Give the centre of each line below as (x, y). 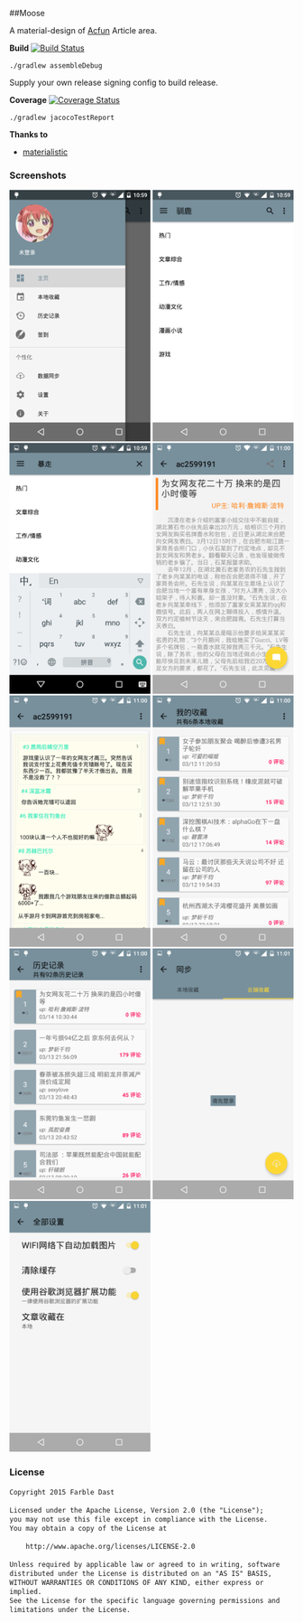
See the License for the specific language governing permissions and (145, 1600)
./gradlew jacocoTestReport (62, 117)
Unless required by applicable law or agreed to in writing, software (145, 1564)
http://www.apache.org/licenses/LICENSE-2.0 (110, 1546)
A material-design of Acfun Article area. (83, 30)
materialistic (45, 152)
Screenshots (38, 175)
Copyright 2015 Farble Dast (62, 1492)
